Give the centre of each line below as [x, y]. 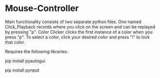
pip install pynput [22, 70]
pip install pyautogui [25, 61]
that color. [15, 42]
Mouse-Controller [42, 8]
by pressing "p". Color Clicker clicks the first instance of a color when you [79, 32]
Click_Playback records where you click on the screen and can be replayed [80, 26]
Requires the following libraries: [37, 52]
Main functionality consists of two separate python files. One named [73, 22]
